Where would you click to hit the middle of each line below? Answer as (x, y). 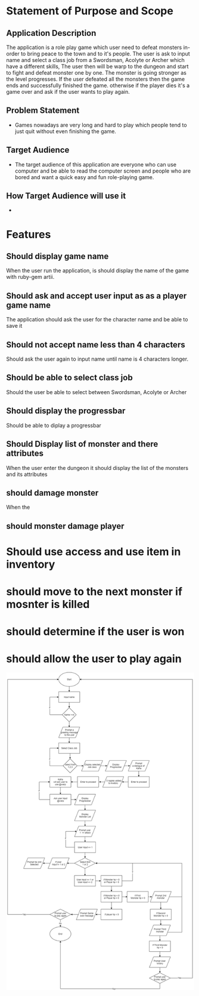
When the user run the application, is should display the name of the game (98, 270)
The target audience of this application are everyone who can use (96, 164)
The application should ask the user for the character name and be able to (97, 319)
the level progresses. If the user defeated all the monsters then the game (96, 79)
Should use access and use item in (94, 551)
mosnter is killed (48, 605)
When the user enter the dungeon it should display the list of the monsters (97, 468)
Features (29, 234)
